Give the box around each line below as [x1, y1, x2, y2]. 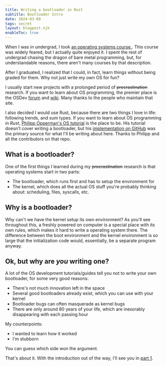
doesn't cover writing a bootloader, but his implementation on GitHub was [5, 125, 156, 131]
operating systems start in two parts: [5, 169, 80, 175]
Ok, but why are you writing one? [5, 257, 109, 266]
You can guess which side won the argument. [5, 346, 98, 352]
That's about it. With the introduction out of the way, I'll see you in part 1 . [5, 355, 154, 361]
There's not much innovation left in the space [12, 285, 105, 291]
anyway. [5, 243, 22, 248]
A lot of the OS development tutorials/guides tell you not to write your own [5, 270, 157, 276]
